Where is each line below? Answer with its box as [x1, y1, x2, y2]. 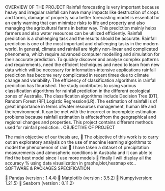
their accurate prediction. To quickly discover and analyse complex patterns [5, 57, 159, 62]
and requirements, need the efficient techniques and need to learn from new [5, 62, 160, 67]
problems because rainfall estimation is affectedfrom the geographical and [5, 114, 156, 120]
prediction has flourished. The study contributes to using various [5, 83, 137, 88]
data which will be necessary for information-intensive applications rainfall [5, 67, 156, 73]
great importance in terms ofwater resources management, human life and [5, 103, 156, 109]
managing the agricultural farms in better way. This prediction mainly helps [5, 25, 157, 31]
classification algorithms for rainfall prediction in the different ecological [5, 88, 151, 94]
